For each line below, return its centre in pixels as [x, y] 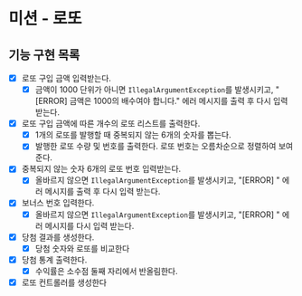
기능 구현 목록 [44, 55]
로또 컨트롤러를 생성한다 [64, 282]
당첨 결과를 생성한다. [58, 237]
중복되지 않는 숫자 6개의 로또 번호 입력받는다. [101, 169]
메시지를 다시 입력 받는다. [90, 225]
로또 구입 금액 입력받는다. [66, 78]
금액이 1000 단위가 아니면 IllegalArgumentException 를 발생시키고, [154, 90]
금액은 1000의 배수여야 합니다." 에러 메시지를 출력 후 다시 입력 [179, 101]
